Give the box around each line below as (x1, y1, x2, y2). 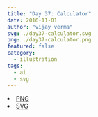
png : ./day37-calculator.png (7, 36, 92, 43)
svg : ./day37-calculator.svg (7, 29, 92, 37)
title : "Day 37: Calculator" (7, 10, 92, 18)
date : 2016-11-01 (7, 17, 58, 24)
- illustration (13, 56, 58, 63)
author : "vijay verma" (7, 23, 73, 30)
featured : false (7, 43, 54, 50)
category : (7, 50, 36, 57)
